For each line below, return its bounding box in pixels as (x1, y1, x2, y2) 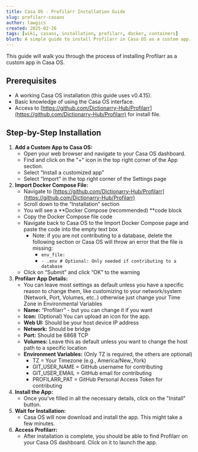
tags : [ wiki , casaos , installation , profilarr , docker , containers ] (6, 31, 178, 37)
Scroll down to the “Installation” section (23, 200, 120, 208)
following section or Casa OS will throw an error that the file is (32, 238, 183, 245)
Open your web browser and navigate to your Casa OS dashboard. (23, 149, 186, 157)
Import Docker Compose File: (14, 182, 89, 189)
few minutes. (23, 419, 55, 427)
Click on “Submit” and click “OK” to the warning (23, 268, 140, 276)
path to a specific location (23, 344, 87, 351)
